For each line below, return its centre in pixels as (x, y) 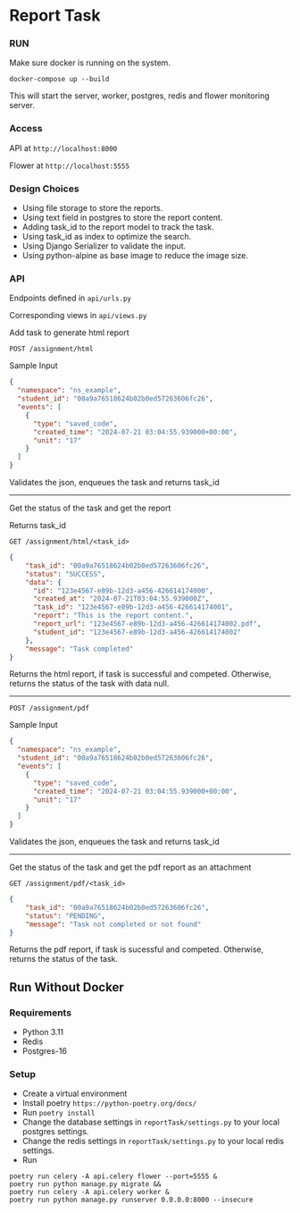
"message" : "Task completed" (79, 649)
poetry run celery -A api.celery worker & (89, 1192)
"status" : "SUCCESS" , (65, 574)
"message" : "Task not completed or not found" (113, 924)
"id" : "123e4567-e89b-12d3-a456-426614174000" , (123, 591)
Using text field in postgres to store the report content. (122, 218)
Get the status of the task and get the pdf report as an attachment (130, 867)
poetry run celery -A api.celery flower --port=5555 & (113, 1176)
